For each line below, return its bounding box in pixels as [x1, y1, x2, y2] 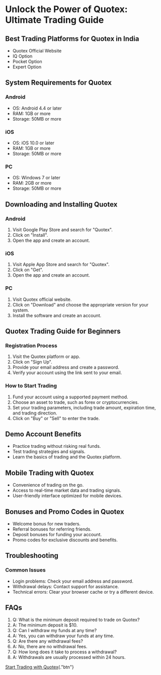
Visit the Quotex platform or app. [12, 353, 80, 359]
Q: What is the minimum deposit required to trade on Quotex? [12, 617, 140, 623]
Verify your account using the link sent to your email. [12, 370, 122, 376]
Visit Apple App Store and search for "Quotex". [12, 262, 110, 268]
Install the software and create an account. [12, 312, 102, 319]
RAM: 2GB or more [12, 180, 52, 186]
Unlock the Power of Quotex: [5, 4, 128, 15]
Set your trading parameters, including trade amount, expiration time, [12, 404, 156, 410]
